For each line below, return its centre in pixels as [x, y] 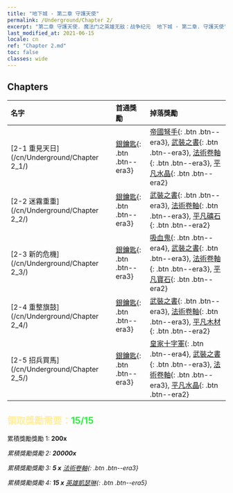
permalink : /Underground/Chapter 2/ [60, 20]
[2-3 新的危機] [35, 254]
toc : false [23, 53]
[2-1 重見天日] [35, 148]
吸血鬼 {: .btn [170, 237]
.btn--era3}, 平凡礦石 [185, 216]
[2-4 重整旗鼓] [35, 307]
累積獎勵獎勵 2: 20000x [42, 453]
